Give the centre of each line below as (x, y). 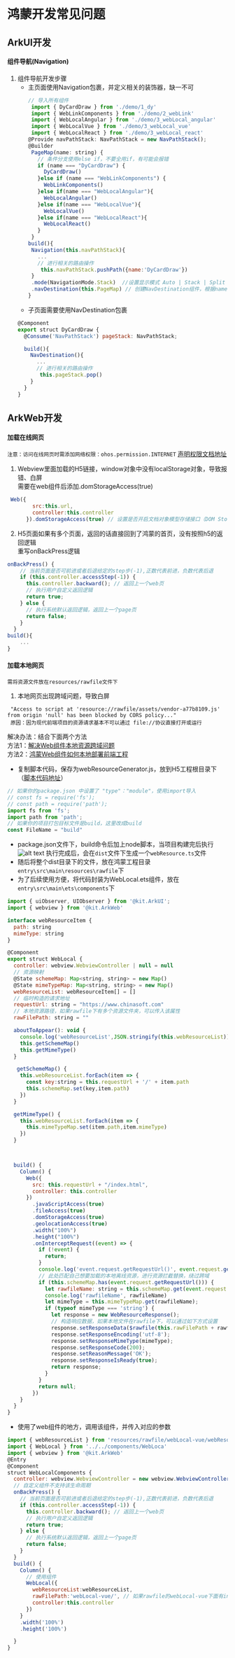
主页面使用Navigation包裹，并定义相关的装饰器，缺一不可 (111, 87)
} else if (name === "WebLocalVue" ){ (89, 204)
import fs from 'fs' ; (39, 810)
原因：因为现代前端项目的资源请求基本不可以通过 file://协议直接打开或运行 (106, 723)
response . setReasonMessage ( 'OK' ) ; (101, 1354)
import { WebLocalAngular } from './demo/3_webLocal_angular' (124, 120)
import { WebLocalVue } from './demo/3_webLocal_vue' (111, 127)
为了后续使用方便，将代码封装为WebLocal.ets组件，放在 (98, 879)
